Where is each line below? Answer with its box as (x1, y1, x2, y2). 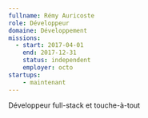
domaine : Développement (8, 26, 88, 34)
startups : (8, 71, 42, 79)
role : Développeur (8, 19, 70, 27)
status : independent (22, 57, 91, 65)
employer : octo (22, 64, 74, 72)
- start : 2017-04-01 (15, 41, 84, 49)
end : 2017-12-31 (22, 49, 78, 57)
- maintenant (22, 78, 66, 86)
